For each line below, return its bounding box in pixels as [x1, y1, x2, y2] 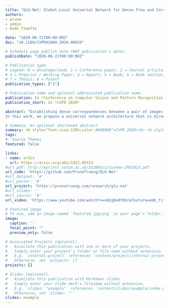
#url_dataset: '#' [5, 174, 44, 179]
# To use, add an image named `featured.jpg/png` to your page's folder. [5, 211, 163, 217]
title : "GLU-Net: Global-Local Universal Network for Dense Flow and [5, 7, 154, 13]
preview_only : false [10, 230, 53, 235]
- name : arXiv [5, 155, 35, 160]
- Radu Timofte [5, 26, 37, 31]
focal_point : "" [10, 225, 44, 230]
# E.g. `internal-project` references [5, 253, 92, 259]
